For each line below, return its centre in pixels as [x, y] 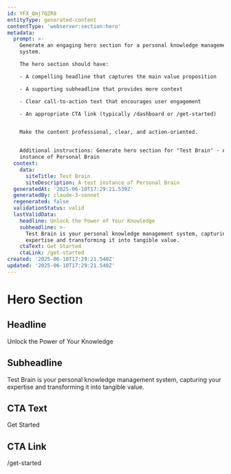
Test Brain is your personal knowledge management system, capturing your [114, 379]
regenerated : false [41, 202]
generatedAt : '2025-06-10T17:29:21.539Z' [74, 189]
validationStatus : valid [49, 208]
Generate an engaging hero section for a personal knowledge [109, 45]
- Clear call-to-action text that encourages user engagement [110, 101]
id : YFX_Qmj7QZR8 [32, 13]
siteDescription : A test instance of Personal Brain [102, 183]
